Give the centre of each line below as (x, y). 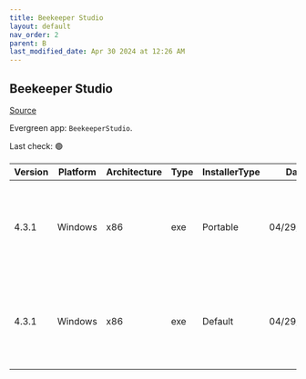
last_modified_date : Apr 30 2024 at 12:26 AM (97, 52)
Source (23, 110)
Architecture (134, 172)
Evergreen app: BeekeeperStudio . (71, 127)
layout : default (40, 26)
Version (31, 172)
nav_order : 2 (34, 35)
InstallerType (231, 172)
